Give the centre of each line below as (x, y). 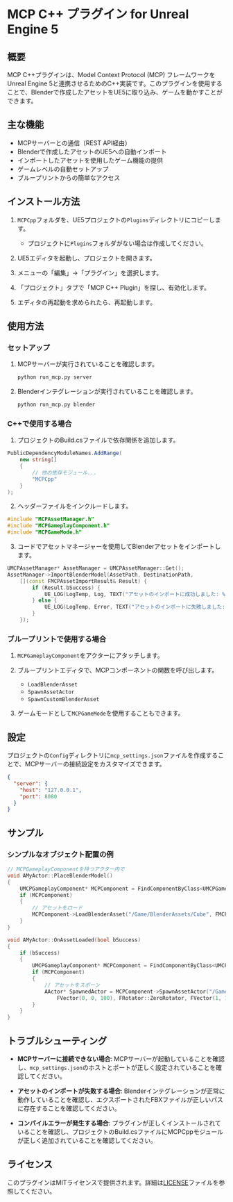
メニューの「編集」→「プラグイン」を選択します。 (90, 272)
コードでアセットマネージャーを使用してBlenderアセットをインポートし (119, 547)
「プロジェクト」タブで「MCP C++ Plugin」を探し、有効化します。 (113, 287)
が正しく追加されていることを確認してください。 (87, 1140)
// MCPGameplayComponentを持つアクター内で (66, 869)
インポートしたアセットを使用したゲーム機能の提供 (90, 160)
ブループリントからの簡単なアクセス (69, 177)
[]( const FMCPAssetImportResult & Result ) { (84, 581)
